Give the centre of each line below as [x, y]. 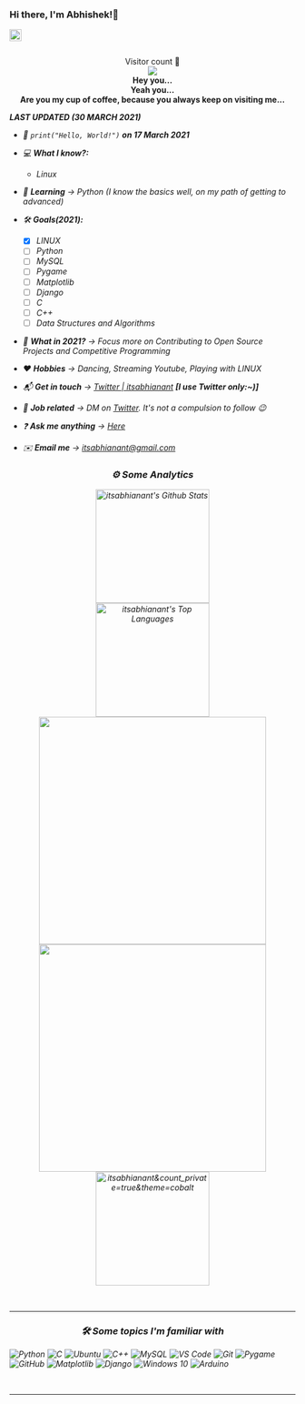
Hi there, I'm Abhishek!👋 [64, 15]
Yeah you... [152, 90]
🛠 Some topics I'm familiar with [152, 1331]
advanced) [43, 202]
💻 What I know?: [55, 153]
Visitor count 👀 [152, 62]
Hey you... [152, 80]
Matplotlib [55, 282]
